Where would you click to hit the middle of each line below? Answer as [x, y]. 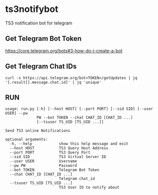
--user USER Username [43, 161]
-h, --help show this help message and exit [69, 144]
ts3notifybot [32, 9]
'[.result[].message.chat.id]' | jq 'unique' [53, 82]
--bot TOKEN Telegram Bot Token [54, 170]
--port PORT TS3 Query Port [50, 153]
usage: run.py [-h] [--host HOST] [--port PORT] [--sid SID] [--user [79, 109]
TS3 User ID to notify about [89, 188]
